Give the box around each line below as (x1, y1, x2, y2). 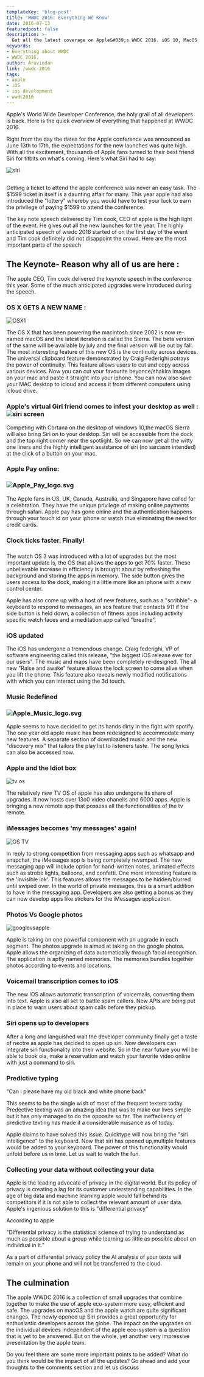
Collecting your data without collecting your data (6, 1165, 154, 1174)
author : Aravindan (6, 60, 53, 66)
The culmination (6, 1277, 70, 1288)
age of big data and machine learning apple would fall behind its (6, 1192, 167, 1200)
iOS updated (6, 631, 44, 639)
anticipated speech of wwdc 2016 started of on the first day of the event (6, 228, 188, 236)
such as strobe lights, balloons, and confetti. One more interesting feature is (6, 869, 197, 876)
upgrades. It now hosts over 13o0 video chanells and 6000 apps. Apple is (6, 796, 191, 803)
